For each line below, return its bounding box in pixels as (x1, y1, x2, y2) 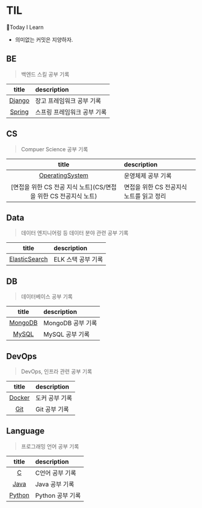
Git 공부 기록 (35, 405, 69, 413)
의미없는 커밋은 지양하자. (14, 36, 73, 43)
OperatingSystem (38, 171, 89, 180)
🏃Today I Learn (6, 24, 44, 31)
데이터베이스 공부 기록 (20, 293, 73, 300)
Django (9, 96, 30, 104)
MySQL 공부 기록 (43, 330, 90, 339)
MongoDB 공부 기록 (43, 319, 97, 327)
